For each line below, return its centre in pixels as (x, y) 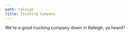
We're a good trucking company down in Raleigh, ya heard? (65, 27)
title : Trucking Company (30, 14)
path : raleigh (20, 9)
